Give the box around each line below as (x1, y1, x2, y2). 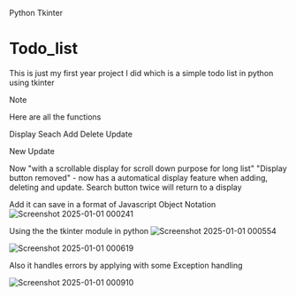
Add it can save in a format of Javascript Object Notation (9, 199, 216, 209)
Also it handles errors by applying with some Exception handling (9, 260, 243, 270)
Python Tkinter (9, 8, 64, 18)
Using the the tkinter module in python (9, 225, 149, 236)
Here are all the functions (9, 111, 102, 122)
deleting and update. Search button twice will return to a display (9, 182, 242, 192)
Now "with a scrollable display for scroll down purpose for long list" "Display (9, 163, 287, 174)
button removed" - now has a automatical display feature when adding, (9, 172, 268, 183)
